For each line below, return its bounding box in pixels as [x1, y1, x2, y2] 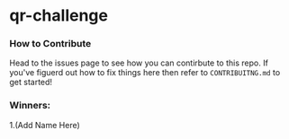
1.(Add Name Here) [9, 119, 81, 130]
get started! [9, 77, 52, 88]
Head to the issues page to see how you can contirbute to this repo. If [9, 57, 268, 68]
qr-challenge [9, 5, 108, 26]
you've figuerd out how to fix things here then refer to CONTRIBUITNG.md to [9, 67, 281, 78]
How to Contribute [9, 38, 92, 50]
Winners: [9, 100, 51, 112]
